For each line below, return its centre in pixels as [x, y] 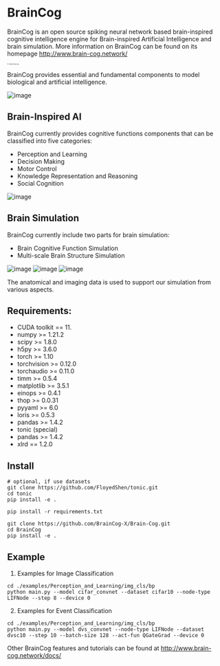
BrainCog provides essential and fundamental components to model [103, 74]
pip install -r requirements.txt [55, 512]
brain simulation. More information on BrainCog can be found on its [102, 46]
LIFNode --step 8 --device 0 [49, 598]
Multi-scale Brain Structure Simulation [71, 255]
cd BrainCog [24, 530]
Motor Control [37, 168]
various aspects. [31, 289]
